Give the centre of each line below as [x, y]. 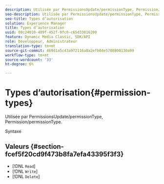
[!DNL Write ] [25, 171]
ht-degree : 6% [20, 64]
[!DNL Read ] [24, 166]
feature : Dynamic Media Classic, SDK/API [48, 37]
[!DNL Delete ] [26, 176]
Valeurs [17, 147]
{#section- [47, 147]
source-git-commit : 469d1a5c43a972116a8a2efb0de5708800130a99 [70, 50]
